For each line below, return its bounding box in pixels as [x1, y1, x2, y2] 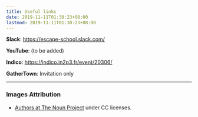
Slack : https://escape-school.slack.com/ [6, 36, 105, 43]
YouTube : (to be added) [6, 47, 64, 54]
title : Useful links [6, 8, 57, 15]
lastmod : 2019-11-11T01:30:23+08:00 [6, 19, 96, 25]
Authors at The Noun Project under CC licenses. [14, 104, 132, 111]
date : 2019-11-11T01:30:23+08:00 [6, 14, 88, 20]
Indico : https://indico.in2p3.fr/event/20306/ [6, 58, 113, 66]
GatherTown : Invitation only [6, 70, 74, 77]
